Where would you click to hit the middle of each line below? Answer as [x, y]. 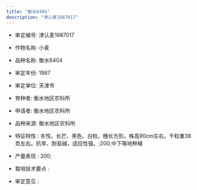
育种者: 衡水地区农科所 [42, 98]
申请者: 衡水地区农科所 [42, 110]
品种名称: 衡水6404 [39, 60]
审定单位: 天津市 [35, 85]
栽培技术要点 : [32, 168]
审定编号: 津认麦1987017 [44, 35]
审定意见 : [27, 181]
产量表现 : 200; [33, 156]
